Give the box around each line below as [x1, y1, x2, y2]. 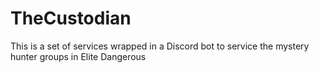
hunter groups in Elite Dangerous [10, 50, 147, 62]
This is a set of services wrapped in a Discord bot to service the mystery [10, 40, 310, 52]
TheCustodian [10, 7, 132, 30]
